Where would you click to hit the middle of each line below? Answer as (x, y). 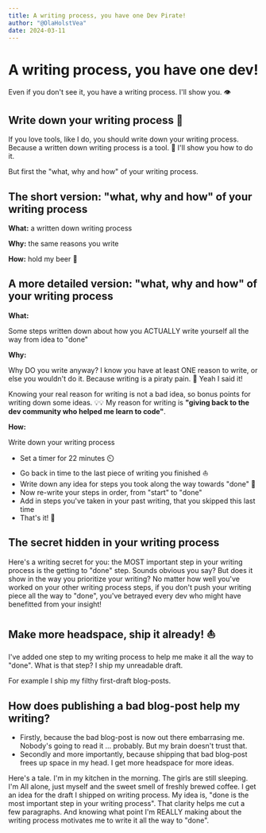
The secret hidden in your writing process (114, 542)
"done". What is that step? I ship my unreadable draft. (96, 665)
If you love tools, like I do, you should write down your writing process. (124, 139)
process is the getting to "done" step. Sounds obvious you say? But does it (131, 570)
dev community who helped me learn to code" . (87, 411)
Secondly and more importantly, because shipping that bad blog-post (133, 754)
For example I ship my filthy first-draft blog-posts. (90, 681)
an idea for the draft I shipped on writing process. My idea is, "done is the (129, 795)
